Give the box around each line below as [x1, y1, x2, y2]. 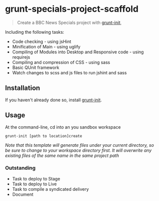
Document [12, 191, 33, 197]
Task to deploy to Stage [12, 176, 60, 181]
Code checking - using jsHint [12, 38, 72, 45]
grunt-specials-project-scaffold [5, 3, 139, 15]
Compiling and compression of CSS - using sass [12, 59, 110, 65]
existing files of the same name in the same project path [5, 153, 119, 158]
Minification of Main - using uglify [12, 44, 81, 49]
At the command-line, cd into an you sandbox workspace [5, 124, 121, 130]
